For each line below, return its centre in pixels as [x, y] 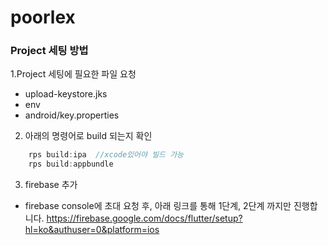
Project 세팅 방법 [49, 51]
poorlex [43, 17]
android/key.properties [72, 115]
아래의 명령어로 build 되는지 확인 [88, 136]
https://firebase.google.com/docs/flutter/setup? [144, 218]
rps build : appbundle [71, 164]
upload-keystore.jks [66, 94]
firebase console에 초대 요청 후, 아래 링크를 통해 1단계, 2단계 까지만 [158, 206]
